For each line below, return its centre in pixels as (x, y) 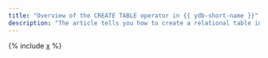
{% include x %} (35, 45)
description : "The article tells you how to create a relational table (130, 23)
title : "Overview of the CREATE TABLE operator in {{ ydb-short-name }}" (134, 15)
